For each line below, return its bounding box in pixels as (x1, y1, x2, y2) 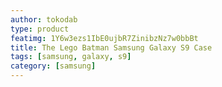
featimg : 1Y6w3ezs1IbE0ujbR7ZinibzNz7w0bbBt (10, 33, 199, 43)
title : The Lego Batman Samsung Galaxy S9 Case (10, 42, 213, 53)
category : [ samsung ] (10, 61, 97, 71)
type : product (10, 24, 70, 34)
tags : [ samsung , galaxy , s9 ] (10, 52, 132, 62)
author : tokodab (10, 14, 78, 25)
